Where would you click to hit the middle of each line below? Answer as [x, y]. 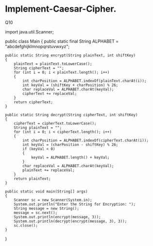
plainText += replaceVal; [49, 170]
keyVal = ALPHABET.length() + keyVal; [70, 157]
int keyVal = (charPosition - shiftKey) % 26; [70, 144]
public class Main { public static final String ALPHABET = [62, 41]
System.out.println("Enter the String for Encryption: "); [75, 204]
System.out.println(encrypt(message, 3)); [57, 217]
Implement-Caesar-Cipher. [61, 9]
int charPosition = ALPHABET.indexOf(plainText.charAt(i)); [85, 81]
